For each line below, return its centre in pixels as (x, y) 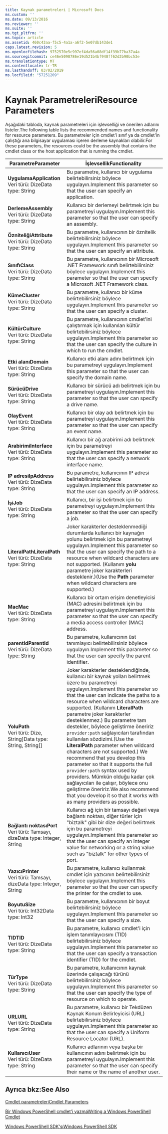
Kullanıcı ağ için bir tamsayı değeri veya (113, 810)
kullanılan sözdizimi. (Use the (100, 739)
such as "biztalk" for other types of (108, 854)
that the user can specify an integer (108, 841)
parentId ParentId (28, 643)
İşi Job (15, 503)
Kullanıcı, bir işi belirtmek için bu (104, 499)
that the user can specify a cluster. (107, 311)
